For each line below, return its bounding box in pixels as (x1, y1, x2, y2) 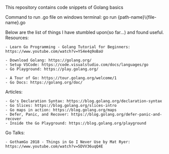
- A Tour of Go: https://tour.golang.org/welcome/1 (5, 75, 117, 81)
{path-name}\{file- (117, 14, 157, 20)
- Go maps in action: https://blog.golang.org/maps (5, 107, 117, 112)
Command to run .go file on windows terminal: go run (5, 14, 117, 20)
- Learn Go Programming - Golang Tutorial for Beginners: (5, 45, 130, 50)
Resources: (5, 35, 29, 41)
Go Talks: (5, 130, 25, 136)
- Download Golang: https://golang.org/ (5, 58, 92, 63)
